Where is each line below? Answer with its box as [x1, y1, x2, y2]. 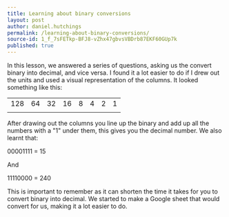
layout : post [7, 17, 45, 23]
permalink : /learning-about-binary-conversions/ [7, 29, 150, 37]
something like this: [7, 84, 63, 91]
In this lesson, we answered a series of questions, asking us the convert [7, 62, 212, 69]
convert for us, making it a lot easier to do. [7, 202, 128, 210]
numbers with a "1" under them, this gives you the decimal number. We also [7, 126, 222, 135]
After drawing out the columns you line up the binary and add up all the [7, 119, 210, 127]
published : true [7, 42, 54, 49]
